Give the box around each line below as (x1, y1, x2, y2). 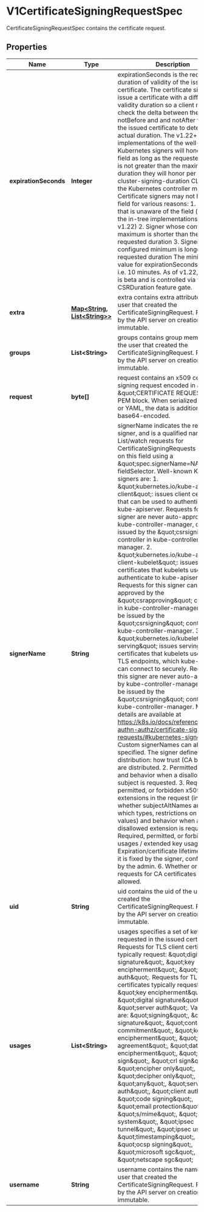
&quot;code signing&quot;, (117, 1094, 193, 1103)
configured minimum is (117, 245, 183, 253)
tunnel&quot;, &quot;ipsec (117, 1124, 191, 1133)
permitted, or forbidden (117, 786, 184, 794)
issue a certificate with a (117, 93, 187, 102)
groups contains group (117, 333, 183, 342)
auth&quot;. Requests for (117, 973, 189, 981)
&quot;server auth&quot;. (117, 1003, 189, 1011)
